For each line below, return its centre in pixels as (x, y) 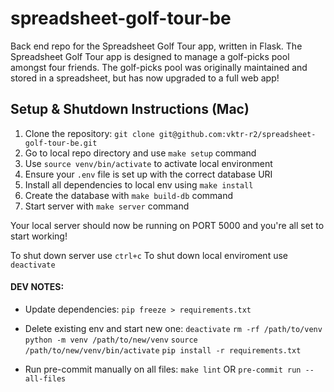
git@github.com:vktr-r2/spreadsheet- (237, 134)
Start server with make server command (107, 206)
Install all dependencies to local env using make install (139, 184)
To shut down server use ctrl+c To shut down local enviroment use (149, 255)
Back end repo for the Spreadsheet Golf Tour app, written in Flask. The (156, 46)
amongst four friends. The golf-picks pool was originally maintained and (159, 67)
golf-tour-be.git (61, 143)
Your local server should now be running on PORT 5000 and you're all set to (167, 225)
